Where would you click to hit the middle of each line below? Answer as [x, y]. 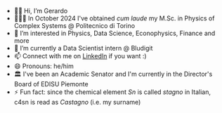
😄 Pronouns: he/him [44, 66]
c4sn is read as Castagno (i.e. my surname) [77, 102]
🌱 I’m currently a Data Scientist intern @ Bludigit [83, 48]
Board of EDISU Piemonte [51, 84]
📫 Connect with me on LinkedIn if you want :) [80, 56]
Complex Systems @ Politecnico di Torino [74, 26]
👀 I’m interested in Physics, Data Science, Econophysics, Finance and [115, 33]
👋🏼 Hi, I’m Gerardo [41, 11]
